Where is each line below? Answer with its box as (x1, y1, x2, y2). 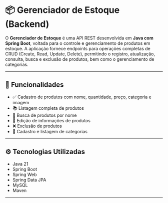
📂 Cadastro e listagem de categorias (12, 128, 87, 134)
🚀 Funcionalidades (5, 81, 64, 89)
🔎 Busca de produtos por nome (12, 112, 77, 118)
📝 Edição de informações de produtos (12, 117, 91, 123)
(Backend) (5, 18, 49, 30)
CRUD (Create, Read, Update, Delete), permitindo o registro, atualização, (5, 51, 155, 57)
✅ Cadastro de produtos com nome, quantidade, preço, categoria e (12, 94, 151, 100)
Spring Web (12, 171, 37, 178)
